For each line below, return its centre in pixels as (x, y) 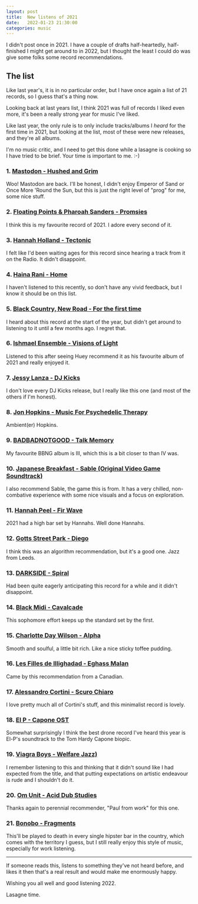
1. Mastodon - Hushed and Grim (52, 171)
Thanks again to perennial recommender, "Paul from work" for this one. (93, 808)
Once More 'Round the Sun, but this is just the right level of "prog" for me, (96, 190)
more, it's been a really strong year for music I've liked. (73, 114)
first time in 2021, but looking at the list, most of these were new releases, (96, 132)
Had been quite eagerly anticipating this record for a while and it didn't (92, 586)
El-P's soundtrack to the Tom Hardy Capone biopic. (69, 739)
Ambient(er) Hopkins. (32, 425)
